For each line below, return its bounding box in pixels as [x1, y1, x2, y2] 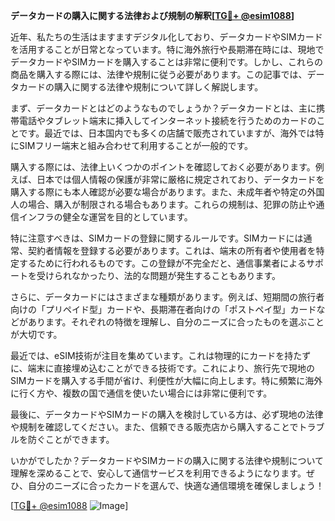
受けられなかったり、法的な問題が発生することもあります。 [36, 270, 282, 281]
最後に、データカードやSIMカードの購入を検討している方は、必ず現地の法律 [10, 409, 324, 420]
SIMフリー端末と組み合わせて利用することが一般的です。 [18, 140, 253, 151]
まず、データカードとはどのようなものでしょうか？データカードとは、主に [10, 102, 317, 114]
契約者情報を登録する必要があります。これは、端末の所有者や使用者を [27, 245, 317, 256]
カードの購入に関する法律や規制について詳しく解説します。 [18, 81, 264, 93]
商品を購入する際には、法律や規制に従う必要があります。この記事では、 [10, 69, 308, 80]
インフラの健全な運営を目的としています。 [18, 211, 193, 223]
